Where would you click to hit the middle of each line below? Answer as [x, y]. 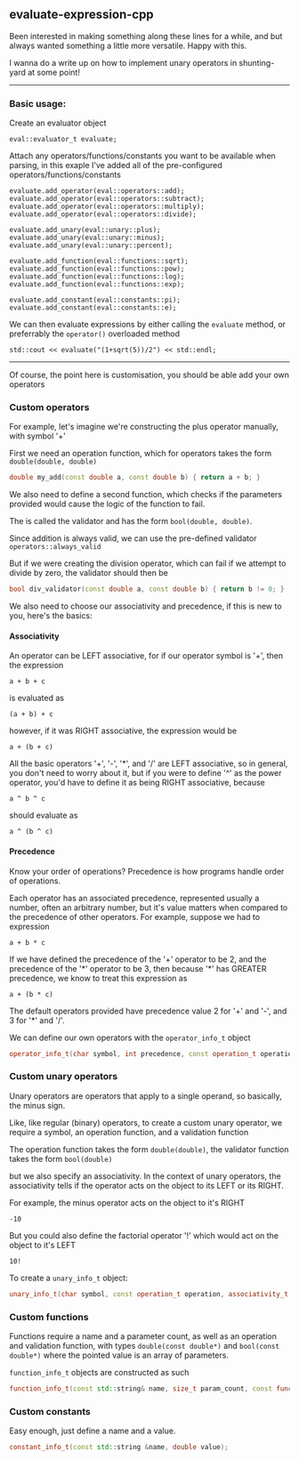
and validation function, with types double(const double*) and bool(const [145, 1345]
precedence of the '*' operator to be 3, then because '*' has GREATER [138, 968]
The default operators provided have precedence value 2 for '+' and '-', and [148, 1011]
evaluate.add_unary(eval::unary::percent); [91, 246]
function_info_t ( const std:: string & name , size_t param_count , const [141, 1388]
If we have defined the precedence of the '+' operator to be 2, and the [138, 959]
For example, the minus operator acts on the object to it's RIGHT [127, 1202]
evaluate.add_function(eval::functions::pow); [97, 269]
